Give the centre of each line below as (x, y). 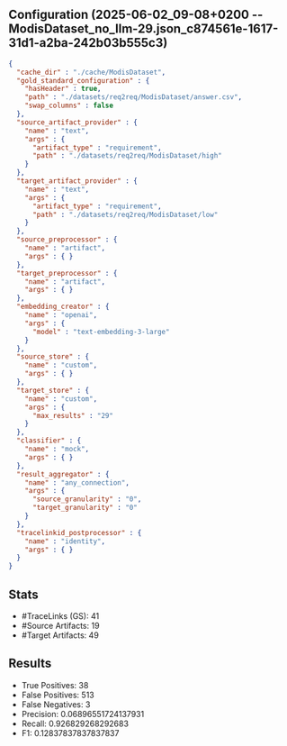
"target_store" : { (53, 390)
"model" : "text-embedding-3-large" (101, 332)
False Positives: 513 (58, 695)
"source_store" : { (53, 357)
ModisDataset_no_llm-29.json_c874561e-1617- (143, 29)
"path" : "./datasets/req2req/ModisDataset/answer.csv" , (134, 97)
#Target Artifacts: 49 (60, 635)
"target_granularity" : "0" (85, 508)
